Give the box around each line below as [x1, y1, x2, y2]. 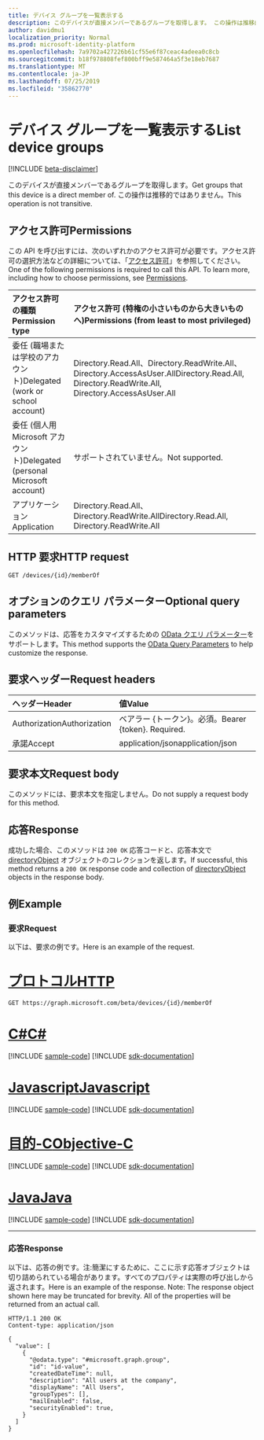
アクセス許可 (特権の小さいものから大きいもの [73, 304, 244, 315]
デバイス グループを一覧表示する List [8, 121, 241, 138]
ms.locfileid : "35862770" [8, 84, 93, 93]
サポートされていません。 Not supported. [73, 452, 224, 463]
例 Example [8, 897, 62, 911]
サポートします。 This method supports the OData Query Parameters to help [8, 639, 254, 649]
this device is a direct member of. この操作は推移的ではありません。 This [8, 190, 242, 200]
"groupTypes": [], [28, 1390, 90, 1398]
